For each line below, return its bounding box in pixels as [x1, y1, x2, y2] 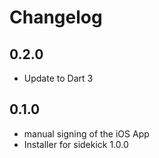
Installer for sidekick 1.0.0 [23, 138, 129, 150]
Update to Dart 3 [23, 72, 94, 84]
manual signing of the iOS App [23, 127, 150, 140]
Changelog [9, 6, 103, 29]
